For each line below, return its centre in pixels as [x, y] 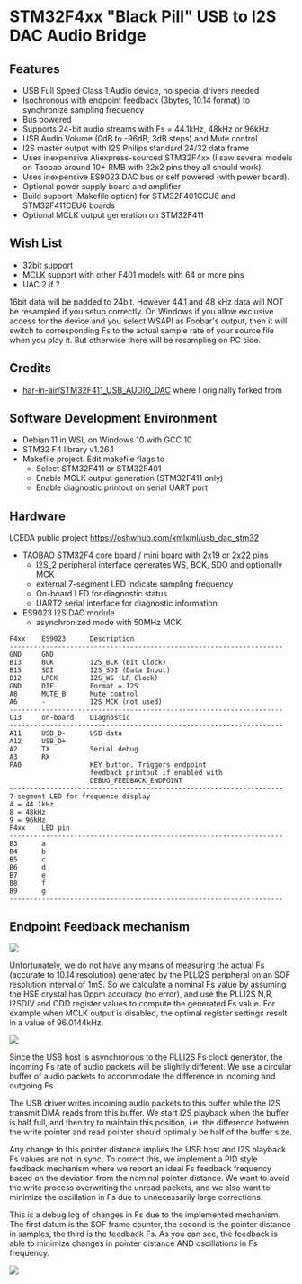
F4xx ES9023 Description [72, 639]
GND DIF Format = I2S [74, 687]
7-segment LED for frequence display [80, 797]
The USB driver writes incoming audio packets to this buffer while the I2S [145, 1103]
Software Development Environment [113, 419]
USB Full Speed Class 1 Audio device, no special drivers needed [141, 91]
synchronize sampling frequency [83, 109]
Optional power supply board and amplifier [102, 186]
